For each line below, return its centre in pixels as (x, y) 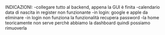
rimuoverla (16, 28)
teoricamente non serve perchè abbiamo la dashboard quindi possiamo (78, 23)
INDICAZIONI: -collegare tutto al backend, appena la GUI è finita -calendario (82, 7)
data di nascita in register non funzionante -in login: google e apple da (77, 12)
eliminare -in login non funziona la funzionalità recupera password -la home (82, 17)
